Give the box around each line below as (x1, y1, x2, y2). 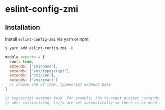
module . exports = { (5, 54, 45, 60)
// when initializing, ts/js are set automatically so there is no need (5, 100, 157, 105)
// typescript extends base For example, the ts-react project (5, 95, 139, 101)
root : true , (9, 59, 34, 64)
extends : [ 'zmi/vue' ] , (9, 73, 56, 78)
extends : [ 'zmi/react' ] (9, 77, 58, 82)
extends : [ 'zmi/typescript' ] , (9, 68, 71, 73)
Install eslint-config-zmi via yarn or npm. (5, 36, 90, 42)
